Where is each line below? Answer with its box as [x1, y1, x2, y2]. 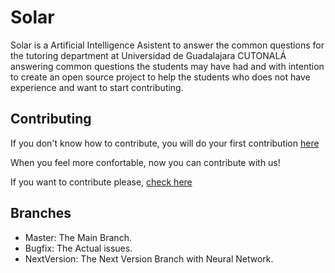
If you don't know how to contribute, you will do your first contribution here [10, 137, 320, 149]
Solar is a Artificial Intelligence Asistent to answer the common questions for [10, 39, 325, 51]
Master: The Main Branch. [24, 231, 132, 243]
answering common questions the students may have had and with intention [10, 60, 325, 72]
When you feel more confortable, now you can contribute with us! [10, 156, 281, 168]
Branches [10, 205, 72, 222]
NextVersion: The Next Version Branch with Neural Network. [24, 252, 274, 265]
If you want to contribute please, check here [10, 176, 193, 188]
